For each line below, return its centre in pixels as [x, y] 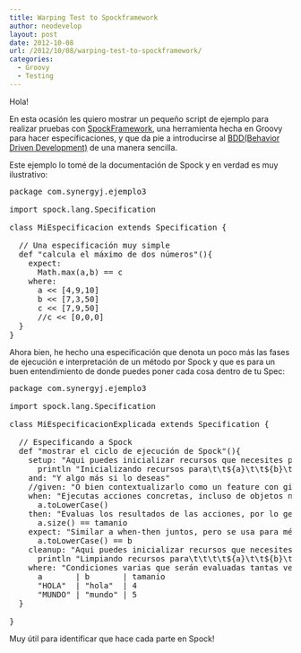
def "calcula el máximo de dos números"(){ [116, 254]
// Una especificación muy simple [94, 245]
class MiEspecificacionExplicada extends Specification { [139, 424]
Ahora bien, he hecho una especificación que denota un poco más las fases [150, 352]
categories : [31, 59]
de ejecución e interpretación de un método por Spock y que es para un [142, 361]
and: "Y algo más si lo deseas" [99, 478]
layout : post [34, 34]
